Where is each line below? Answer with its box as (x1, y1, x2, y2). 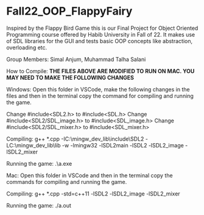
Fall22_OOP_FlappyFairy (6, 4, 133, 18)
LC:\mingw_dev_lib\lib (6, 141, 61, 149)
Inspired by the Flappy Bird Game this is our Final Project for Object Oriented (6, 24, 199, 32)
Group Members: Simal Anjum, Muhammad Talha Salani (6, 55, 146, 63)
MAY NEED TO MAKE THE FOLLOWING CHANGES (6, 74, 135, 81)
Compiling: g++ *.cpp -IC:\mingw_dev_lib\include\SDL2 (6, 135, 144, 143)
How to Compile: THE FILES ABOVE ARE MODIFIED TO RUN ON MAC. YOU (6, 67, 195, 74)
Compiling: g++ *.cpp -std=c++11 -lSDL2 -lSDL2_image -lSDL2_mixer (6, 190, 181, 197)
